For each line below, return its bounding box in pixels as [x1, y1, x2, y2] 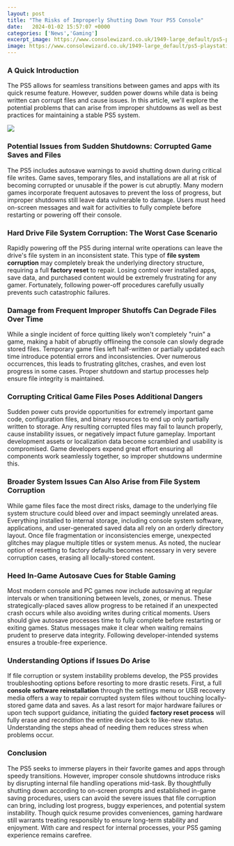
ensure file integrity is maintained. [7, 374, 105, 383]
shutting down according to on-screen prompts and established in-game [7, 786, 216, 794]
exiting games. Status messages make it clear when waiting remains [7, 624, 203, 632]
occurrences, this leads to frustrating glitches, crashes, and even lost [7, 360, 206, 368]
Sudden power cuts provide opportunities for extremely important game [7, 408, 214, 416]
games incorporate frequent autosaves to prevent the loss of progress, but [7, 188, 221, 197]
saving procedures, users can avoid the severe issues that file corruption [7, 794, 217, 802]
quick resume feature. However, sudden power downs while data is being [7, 89, 218, 98]
